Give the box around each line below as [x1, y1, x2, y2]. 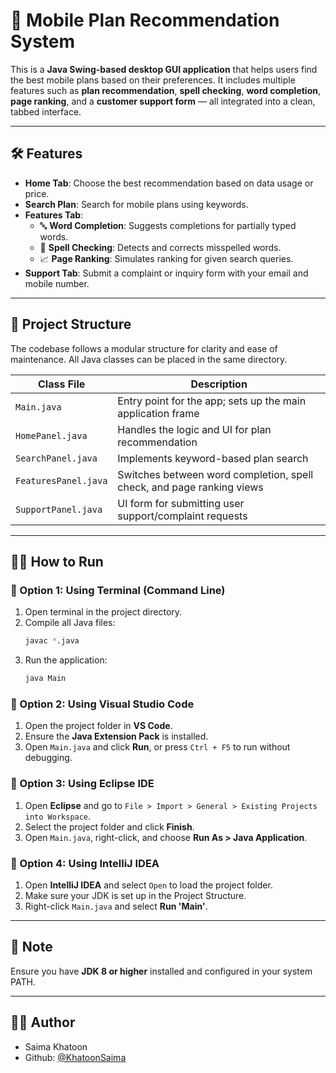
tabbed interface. [10, 105, 82, 118]
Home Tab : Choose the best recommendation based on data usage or [24, 177, 314, 189]
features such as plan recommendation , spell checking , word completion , [10, 84, 321, 96]
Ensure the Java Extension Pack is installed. [24, 730, 209, 743]
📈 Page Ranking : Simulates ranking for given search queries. [39, 252, 294, 264]
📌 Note [10, 939, 53, 956]
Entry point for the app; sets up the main [117, 394, 307, 408]
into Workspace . [24, 810, 92, 822]
